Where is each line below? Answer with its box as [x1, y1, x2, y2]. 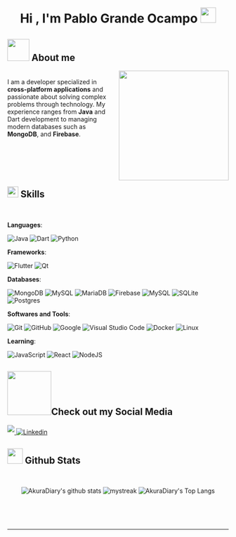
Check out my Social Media [51, 406, 173, 418]
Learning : [7, 337, 37, 345]
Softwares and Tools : [7, 310, 71, 318]
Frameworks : [7, 248, 47, 256]
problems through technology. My [7, 100, 105, 108]
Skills [20, 188, 45, 200]
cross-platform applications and [7, 85, 104, 93]
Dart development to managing [7, 115, 97, 123]
